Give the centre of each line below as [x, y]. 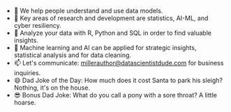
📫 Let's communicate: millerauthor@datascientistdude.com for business [119, 63]
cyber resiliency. [37, 25]
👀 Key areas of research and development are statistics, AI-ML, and [111, 18]
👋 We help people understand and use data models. [88, 11]
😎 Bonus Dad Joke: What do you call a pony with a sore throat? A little [115, 95]
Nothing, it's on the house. [52, 88]
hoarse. [25, 102]
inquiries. [27, 73]
